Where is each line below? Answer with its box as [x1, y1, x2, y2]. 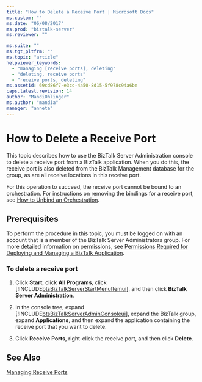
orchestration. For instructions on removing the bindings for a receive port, [6, 189, 194, 197]
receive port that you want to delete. [15, 323, 107, 330]
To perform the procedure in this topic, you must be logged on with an [6, 230, 183, 237]
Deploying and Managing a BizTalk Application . [6, 249, 125, 257]
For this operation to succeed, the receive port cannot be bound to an [6, 183, 182, 190]
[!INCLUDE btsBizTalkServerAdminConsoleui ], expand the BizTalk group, [15, 310, 197, 317]
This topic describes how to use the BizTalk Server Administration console [6, 152, 193, 159]
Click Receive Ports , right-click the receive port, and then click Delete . [15, 334, 193, 342]
